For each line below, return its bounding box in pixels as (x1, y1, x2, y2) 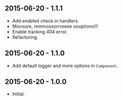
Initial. (12, 91, 25, 97)
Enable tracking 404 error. (12, 28, 68, 35)
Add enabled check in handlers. (12, 17, 80, 24)
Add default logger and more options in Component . (12, 63, 118, 69)
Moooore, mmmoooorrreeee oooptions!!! (12, 23, 99, 29)
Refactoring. (12, 34, 39, 40)
